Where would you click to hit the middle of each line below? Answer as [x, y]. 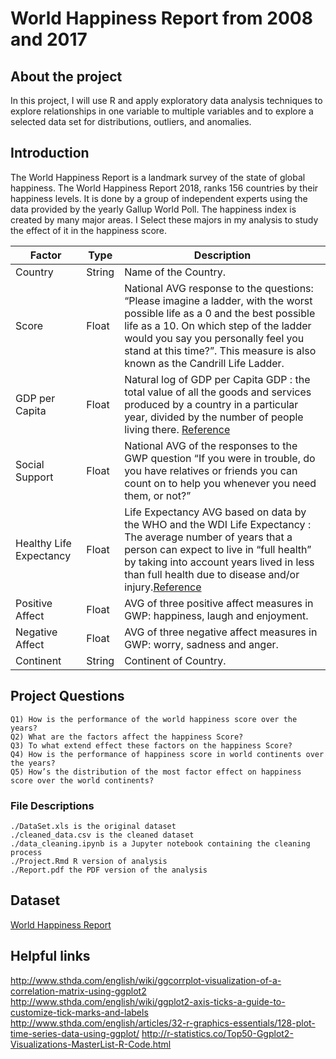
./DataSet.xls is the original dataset [93, 826]
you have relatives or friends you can [211, 470]
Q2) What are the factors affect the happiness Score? [127, 737]
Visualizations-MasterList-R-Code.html [91, 1044]
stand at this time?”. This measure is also [220, 350]
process [26, 852]
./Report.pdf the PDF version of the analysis [109, 870]
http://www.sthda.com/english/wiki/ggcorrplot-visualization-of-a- [146, 980]
